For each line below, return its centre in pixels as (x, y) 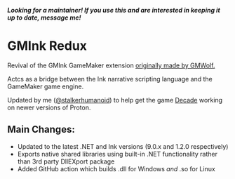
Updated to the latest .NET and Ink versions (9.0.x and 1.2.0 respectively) (123, 146)
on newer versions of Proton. (49, 107)
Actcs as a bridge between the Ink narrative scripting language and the (110, 79)
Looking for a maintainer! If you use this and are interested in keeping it (114, 10)
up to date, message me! (44, 18)
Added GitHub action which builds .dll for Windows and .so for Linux (116, 168)
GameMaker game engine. (46, 86)
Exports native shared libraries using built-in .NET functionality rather (117, 154)
